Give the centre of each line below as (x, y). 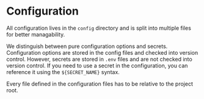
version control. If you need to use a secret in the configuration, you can (97, 66)
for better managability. (36, 34)
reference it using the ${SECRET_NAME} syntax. (63, 72)
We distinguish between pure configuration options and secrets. (87, 46)
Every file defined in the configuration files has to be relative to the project (100, 84)
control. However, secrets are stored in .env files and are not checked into (99, 59)
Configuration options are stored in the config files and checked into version (102, 52)
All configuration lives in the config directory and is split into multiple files (99, 28)
